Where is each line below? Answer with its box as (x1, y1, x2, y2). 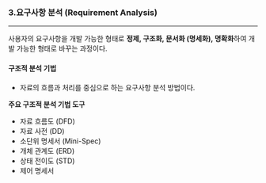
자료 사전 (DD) (19, 126, 65, 135)
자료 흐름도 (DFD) (19, 116, 75, 126)
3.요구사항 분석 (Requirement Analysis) (8, 6, 158, 17)
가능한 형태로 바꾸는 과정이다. (16, 44, 108, 53)
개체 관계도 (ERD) (19, 146, 75, 155)
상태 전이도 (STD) (19, 156, 75, 166)
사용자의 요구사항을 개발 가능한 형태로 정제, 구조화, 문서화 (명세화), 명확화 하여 (8, 34, 247, 44)
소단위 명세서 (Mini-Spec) (19, 136, 101, 146)
